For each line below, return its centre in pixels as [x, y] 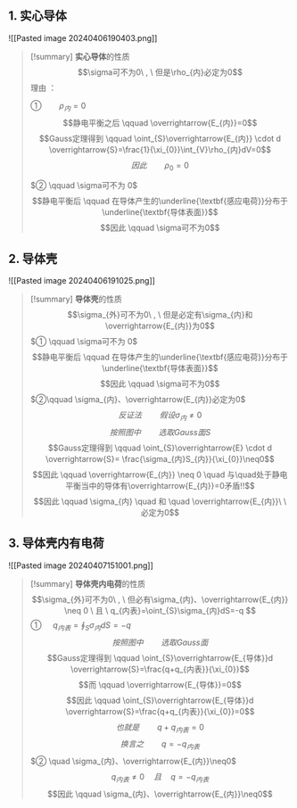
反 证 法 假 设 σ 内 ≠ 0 [160, 416]
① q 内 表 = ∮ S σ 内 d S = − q [80, 626]
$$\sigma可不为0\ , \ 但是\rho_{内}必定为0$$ [160, 72]
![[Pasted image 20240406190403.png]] [83, 37]
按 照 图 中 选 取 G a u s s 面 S [160, 433]
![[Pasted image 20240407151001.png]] [81, 565]
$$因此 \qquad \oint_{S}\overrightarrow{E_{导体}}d [160, 700]
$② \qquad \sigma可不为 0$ [84, 186]
